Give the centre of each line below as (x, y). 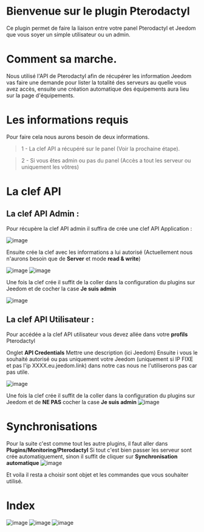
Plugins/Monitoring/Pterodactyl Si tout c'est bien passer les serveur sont (99, 450)
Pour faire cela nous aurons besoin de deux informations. (78, 137)
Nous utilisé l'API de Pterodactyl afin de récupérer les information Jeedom (99, 76)
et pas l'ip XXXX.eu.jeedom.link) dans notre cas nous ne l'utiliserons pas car (102, 365)
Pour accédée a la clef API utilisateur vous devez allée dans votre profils (97, 334)
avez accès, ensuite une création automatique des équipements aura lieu (98, 89)
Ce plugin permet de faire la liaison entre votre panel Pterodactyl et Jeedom (101, 28)
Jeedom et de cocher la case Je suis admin (61, 289)
